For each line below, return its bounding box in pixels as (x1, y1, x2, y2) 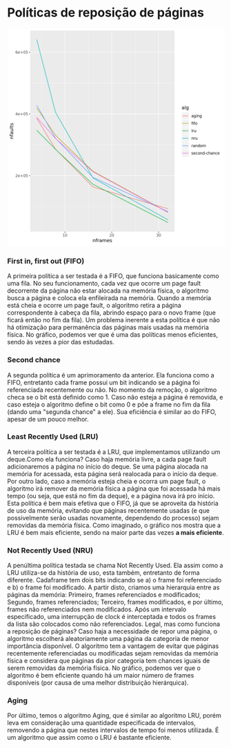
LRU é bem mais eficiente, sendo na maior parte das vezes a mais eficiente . (7, 528, 224, 536)
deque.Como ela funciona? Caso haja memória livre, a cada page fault (7, 455, 207, 463)
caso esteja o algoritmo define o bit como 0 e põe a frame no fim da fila (7, 400, 211, 409)
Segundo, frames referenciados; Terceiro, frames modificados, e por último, (7, 598, 224, 607)
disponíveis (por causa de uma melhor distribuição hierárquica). (7, 678, 189, 687)
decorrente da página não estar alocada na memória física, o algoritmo (7, 286, 209, 295)
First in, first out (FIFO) (7, 256, 85, 266)
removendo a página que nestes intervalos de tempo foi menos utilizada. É (7, 726, 219, 734)
